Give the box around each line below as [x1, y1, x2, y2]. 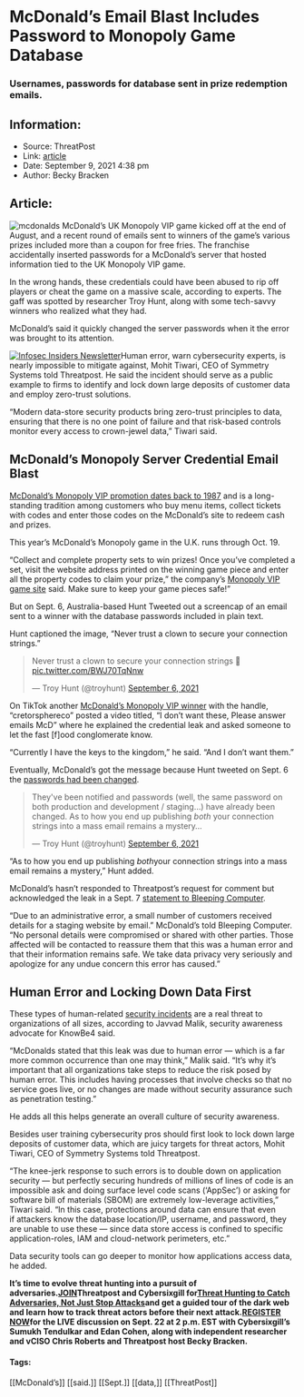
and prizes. [9, 519, 52, 530]
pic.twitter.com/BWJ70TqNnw [31, 664, 144, 675]
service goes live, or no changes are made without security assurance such [9, 1084, 293, 1095]
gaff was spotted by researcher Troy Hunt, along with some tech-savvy [9, 295, 277, 306]
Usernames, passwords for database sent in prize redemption [9, 77, 289, 90]
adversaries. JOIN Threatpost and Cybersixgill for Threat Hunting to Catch [9, 1287, 290, 1299]
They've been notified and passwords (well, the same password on [31, 792, 283, 802]
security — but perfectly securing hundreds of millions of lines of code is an [9, 1176, 294, 1186]
